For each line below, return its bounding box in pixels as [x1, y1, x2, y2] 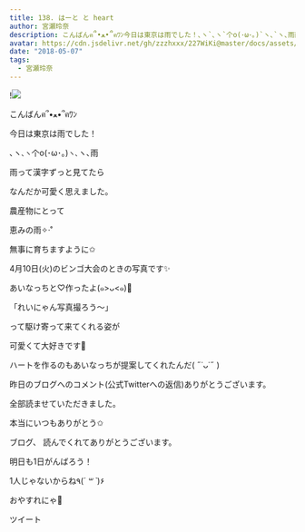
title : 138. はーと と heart [9, 13, 114, 23]
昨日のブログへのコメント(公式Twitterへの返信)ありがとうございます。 [9, 379, 271, 389]
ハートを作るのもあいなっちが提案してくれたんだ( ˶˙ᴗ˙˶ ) [9, 360, 221, 370]
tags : [9, 55, 30, 64]
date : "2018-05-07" [9, 47, 84, 56]
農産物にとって [9, 205, 65, 216]
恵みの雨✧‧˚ [9, 224, 53, 235]
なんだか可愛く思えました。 [9, 185, 113, 196]
